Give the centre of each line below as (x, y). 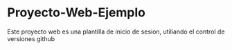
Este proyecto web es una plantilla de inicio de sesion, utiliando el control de (116, 32)
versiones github (31, 38)
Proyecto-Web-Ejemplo (76, 13)
